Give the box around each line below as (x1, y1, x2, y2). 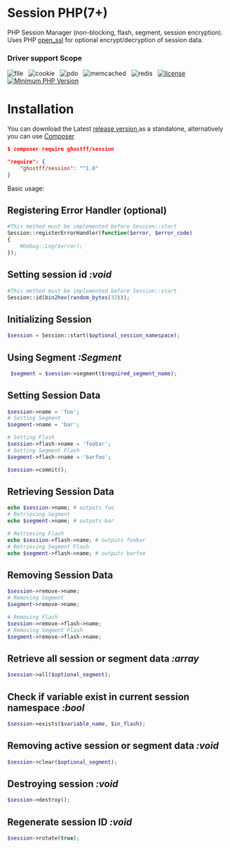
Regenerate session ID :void (7, 816, 133, 828)
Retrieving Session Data (7, 486, 114, 497)
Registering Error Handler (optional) (7, 205, 167, 217)
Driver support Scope (7, 53, 83, 63)
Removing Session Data (7, 569, 114, 581)
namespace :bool (7, 702, 85, 714)
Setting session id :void (7, 269, 112, 281)
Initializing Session (7, 313, 93, 325)
